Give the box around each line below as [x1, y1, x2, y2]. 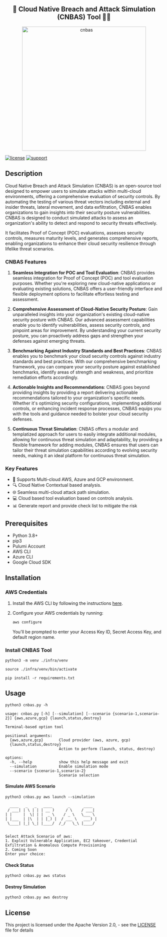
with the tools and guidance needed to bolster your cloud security [12, 411, 148, 417]
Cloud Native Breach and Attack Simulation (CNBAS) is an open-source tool [5, 183, 161, 189]
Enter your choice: [5, 851, 46, 856]
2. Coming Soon [5, 847, 37, 852]
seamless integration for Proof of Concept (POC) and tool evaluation [12, 275, 153, 281]
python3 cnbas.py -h [5, 702, 48, 708]
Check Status [5, 862, 34, 868]
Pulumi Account [12, 543, 45, 550]
